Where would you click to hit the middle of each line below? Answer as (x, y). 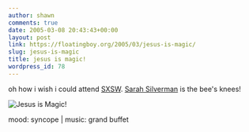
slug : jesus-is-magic (44, 52)
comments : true (33, 23)
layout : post (30, 37)
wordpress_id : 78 (37, 67)
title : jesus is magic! (47, 60)
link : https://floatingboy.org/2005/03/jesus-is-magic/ (102, 45)
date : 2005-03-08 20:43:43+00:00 (63, 30)
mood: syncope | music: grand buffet (68, 119)
